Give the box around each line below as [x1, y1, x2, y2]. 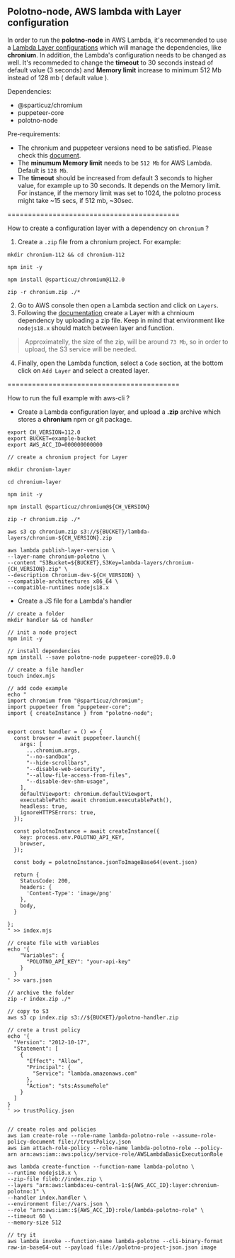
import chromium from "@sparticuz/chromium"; [7, 697, 144, 704]
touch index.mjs [7, 672, 55, 679]
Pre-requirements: [7, 129, 61, 138]
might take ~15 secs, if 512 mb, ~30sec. [17, 196, 134, 204]
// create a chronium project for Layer [7, 454, 129, 461]
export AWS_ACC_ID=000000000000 [7, 441, 103, 448]
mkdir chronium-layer [7, 466, 71, 473]
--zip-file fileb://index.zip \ [7, 1175, 103, 1183]
